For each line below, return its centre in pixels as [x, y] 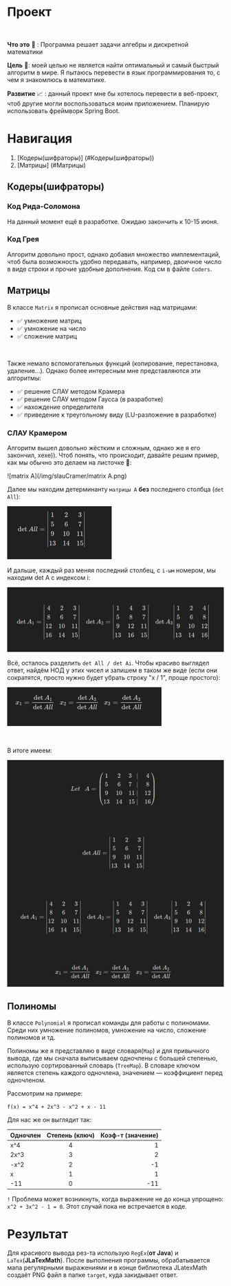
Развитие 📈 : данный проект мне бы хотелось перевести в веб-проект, [113, 93]
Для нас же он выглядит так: [49, 1120]
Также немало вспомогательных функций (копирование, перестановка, [113, 363]
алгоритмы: [24, 378]
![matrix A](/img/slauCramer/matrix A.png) [67, 476]
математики [25, 52]
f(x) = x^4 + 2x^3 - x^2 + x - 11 [57, 1107]
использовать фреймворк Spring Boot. [64, 110]
